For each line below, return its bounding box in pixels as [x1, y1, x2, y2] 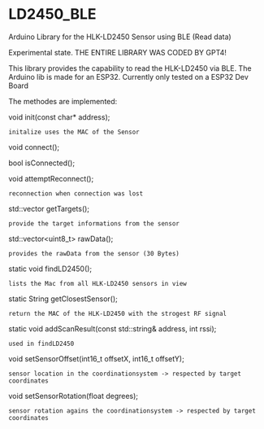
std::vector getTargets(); [8, 204, 90, 213]
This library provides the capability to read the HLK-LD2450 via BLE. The [8, 63, 252, 73]
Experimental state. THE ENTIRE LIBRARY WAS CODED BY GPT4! [8, 47, 227, 57]
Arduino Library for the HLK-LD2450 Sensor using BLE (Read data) [8, 32, 232, 42]
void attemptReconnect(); [8, 173, 94, 183]
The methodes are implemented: [8, 96, 118, 106]
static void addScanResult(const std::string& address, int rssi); [8, 323, 217, 334]
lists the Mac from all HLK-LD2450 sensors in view [8, 279, 187, 287]
